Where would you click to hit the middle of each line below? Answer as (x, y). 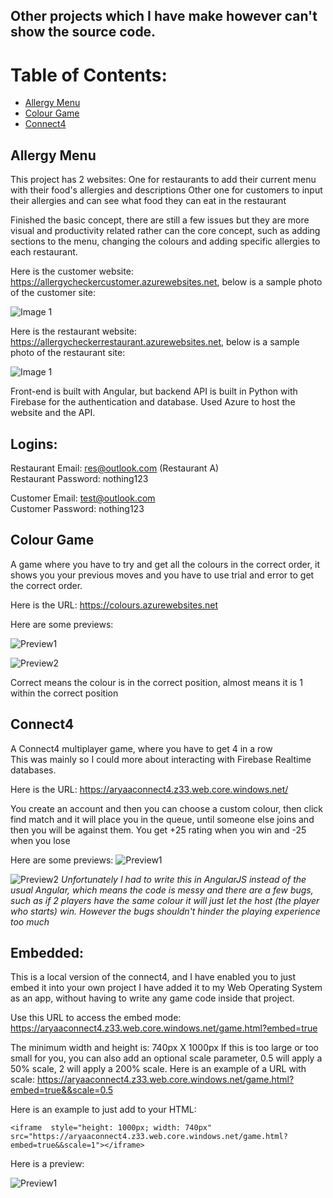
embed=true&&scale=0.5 (62, 1090)
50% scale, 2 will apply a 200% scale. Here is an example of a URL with (158, 1069)
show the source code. (83, 32)
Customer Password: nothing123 (77, 508)
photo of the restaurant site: (68, 353)
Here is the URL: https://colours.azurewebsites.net (114, 605)
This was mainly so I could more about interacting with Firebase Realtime (161, 759)
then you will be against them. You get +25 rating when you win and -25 (158, 830)
